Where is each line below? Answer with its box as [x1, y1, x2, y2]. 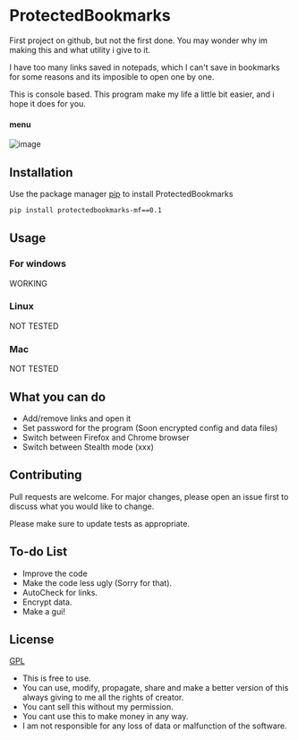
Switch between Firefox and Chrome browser [21, 432, 190, 443]
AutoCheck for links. [21, 587, 98, 598]
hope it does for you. [9, 98, 87, 108]
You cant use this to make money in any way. [21, 711, 189, 722]
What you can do [9, 389, 106, 404]
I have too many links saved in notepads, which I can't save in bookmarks [9, 62, 280, 73]
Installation [9, 165, 73, 180]
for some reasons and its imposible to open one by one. [9, 71, 215, 82]
